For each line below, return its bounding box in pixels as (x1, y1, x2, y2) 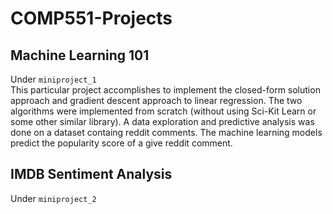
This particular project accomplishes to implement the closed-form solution (10, 84, 321, 96)
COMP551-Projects (10, 7, 173, 30)
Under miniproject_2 (10, 192, 97, 204)
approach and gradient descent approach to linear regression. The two (10, 95, 303, 106)
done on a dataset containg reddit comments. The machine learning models (10, 127, 323, 138)
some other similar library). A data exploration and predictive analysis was (10, 116, 315, 127)
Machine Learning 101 (10, 47, 150, 64)
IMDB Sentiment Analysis (10, 166, 173, 183)
